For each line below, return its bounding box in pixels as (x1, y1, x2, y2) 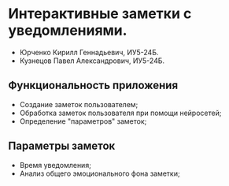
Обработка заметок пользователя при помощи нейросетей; (19, 108, 222, 117)
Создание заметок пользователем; (19, 99, 139, 109)
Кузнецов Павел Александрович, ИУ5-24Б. (19, 56, 165, 65)
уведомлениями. (8, 21, 127, 39)
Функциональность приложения (8, 79, 179, 92)
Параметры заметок (8, 139, 116, 153)
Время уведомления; (19, 160, 92, 169)
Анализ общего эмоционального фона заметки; (19, 169, 180, 178)
